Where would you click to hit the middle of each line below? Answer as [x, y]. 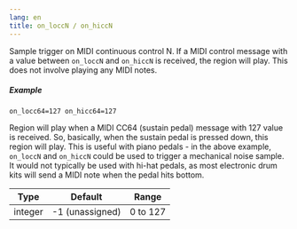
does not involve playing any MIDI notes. [83, 70]
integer [28, 212]
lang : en [25, 17]
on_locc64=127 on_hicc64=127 [63, 112]
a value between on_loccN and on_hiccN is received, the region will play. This [148, 60]
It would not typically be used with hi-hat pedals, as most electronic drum [143, 166]
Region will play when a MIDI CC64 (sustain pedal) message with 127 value [146, 128]
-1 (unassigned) [86, 212]
